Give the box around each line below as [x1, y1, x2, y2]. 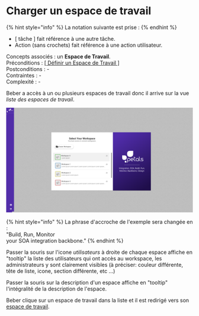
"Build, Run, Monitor [6, 231, 55, 238]
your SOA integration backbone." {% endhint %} [6, 237, 124, 244]
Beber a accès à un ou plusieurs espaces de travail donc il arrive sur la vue [6, 89, 190, 96]
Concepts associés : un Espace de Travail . [6, 53, 111, 60]
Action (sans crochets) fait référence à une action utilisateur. [14, 41, 163, 49]
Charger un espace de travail [6, 4, 152, 18]
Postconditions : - [6, 65, 50, 72]
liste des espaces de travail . [6, 96, 75, 103]
